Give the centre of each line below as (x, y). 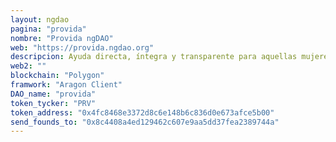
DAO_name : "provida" (53, 94)
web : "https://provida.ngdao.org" (82, 47)
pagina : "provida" (48, 29)
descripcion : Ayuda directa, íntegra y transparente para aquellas (154, 57)
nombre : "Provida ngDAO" (62, 38)
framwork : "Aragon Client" (66, 85)
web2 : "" (28, 66)
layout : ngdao (40, 19)
